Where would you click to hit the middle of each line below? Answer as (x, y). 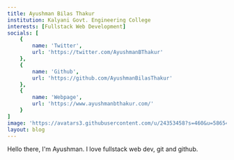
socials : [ (23, 33)
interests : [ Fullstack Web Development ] (67, 26)
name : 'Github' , (56, 71)
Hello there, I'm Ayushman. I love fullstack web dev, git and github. (103, 149)
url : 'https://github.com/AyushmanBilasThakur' (102, 78)
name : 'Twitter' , (57, 46)
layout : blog (26, 130)
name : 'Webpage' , (57, 98)
